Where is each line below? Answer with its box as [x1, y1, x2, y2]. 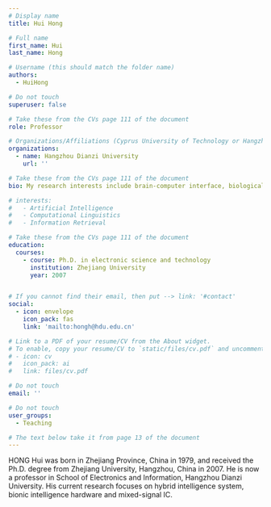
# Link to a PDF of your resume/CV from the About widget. [8, 337, 211, 346]
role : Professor [8, 123, 63, 131]
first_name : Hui [8, 41, 63, 49]
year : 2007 [29, 271, 67, 279]
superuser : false [8, 100, 67, 109]
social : [8, 300, 35, 308]
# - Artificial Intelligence [8, 203, 114, 212]
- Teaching [15, 419, 52, 427]
